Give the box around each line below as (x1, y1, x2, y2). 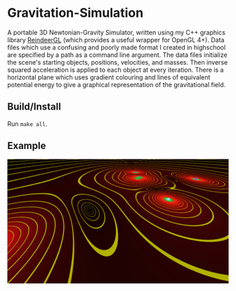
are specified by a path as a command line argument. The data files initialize (7, 51, 228, 59)
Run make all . (7, 119, 48, 128)
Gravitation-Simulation (7, 5, 144, 21)
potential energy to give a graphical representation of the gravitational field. (7, 80, 226, 89)
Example (7, 140, 46, 152)
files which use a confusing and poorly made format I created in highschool (7, 43, 226, 51)
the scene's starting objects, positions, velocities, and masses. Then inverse (7, 58, 228, 66)
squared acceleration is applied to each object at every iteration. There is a (7, 65, 224, 74)
